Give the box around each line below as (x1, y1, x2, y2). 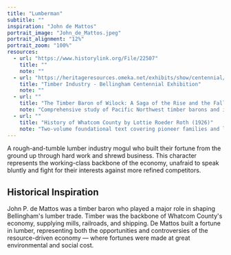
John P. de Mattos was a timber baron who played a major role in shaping (7, 205, 215, 213)
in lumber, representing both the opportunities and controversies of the (7, 227, 208, 235)
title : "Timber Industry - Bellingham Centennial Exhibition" (19, 81, 201, 88)
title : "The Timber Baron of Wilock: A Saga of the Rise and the (19, 100, 211, 107)
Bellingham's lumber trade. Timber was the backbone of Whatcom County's (7, 212, 223, 221)
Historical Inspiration (7, 186, 99, 198)
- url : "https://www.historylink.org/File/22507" (13, 55, 158, 62)
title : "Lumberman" (7, 10, 63, 17)
